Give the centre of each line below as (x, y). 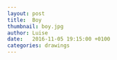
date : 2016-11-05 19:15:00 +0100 (59, 39)
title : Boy (24, 20)
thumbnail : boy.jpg (36, 26)
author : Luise (28, 33)
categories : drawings (39, 46)
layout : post (26, 13)
